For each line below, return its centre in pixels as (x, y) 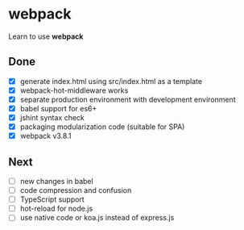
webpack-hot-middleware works (74, 90)
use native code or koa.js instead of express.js (97, 218)
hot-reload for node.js (56, 209)
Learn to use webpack (46, 36)
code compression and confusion (76, 190)
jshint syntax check (52, 117)
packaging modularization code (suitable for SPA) (102, 127)
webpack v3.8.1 (45, 136)
